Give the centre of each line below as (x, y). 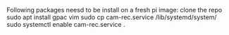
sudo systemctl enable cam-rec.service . (66, 24)
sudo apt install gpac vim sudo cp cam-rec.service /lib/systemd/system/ (112, 17)
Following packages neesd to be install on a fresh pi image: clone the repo (114, 10)
